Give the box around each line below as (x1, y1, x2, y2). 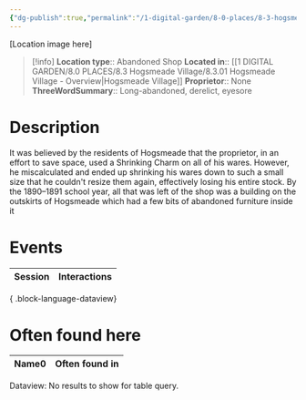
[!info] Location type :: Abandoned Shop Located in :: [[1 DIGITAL (31, 56, 274, 67)
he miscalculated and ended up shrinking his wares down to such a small (9, 166, 284, 178)
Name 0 (14, 357, 46, 370)
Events (9, 237, 64, 258)
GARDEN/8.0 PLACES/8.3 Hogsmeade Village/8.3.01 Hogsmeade (31, 66, 276, 77)
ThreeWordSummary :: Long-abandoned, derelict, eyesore (31, 85, 252, 96)
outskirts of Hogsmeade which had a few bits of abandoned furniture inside (9, 195, 293, 206)
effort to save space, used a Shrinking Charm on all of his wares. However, (9, 157, 290, 168)
